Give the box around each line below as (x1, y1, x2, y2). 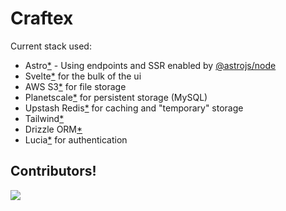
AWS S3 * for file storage (24, 80, 127, 92)
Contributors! (10, 163, 97, 180)
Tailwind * (24, 112, 65, 124)
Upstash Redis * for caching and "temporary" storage (24, 102, 244, 114)
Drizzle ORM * (24, 123, 83, 135)
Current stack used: (10, 40, 92, 52)
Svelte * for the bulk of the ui (24, 70, 142, 82)
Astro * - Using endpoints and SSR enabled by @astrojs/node (24, 59, 277, 71)
